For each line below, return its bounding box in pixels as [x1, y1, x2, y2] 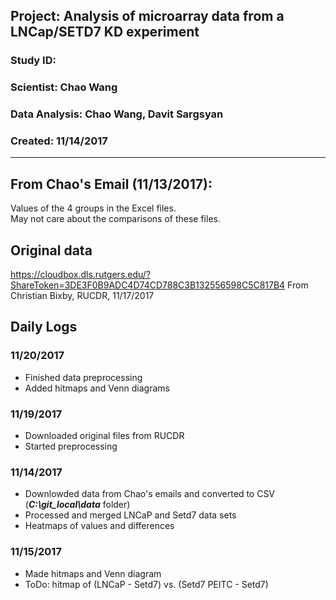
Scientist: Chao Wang [10, 80, 118, 94]
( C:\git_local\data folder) [24, 499, 131, 511]
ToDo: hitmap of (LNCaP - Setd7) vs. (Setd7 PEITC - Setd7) [24, 578, 269, 590]
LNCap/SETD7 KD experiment [10, 24, 200, 41]
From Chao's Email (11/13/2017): [10, 175, 213, 193]
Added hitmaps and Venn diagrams [24, 382, 170, 394]
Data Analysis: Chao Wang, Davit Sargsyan [10, 107, 224, 121]
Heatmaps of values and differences [24, 520, 175, 532]
